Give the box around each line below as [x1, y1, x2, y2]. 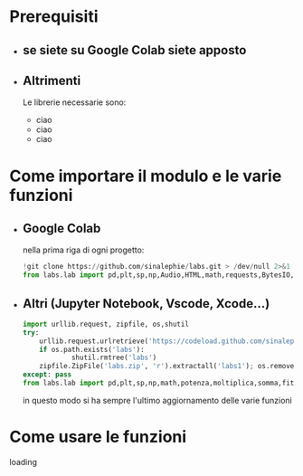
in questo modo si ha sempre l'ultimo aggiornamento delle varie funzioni [22, 395, 292, 405]
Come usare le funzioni [9, 427, 187, 447]
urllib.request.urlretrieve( [39, 337, 149, 346]
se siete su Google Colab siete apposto [22, 43, 247, 58]
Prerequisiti [9, 6, 99, 27]
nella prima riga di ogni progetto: [22, 244, 145, 255]
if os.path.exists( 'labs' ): [39, 345, 145, 354]
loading [9, 456, 38, 467]
